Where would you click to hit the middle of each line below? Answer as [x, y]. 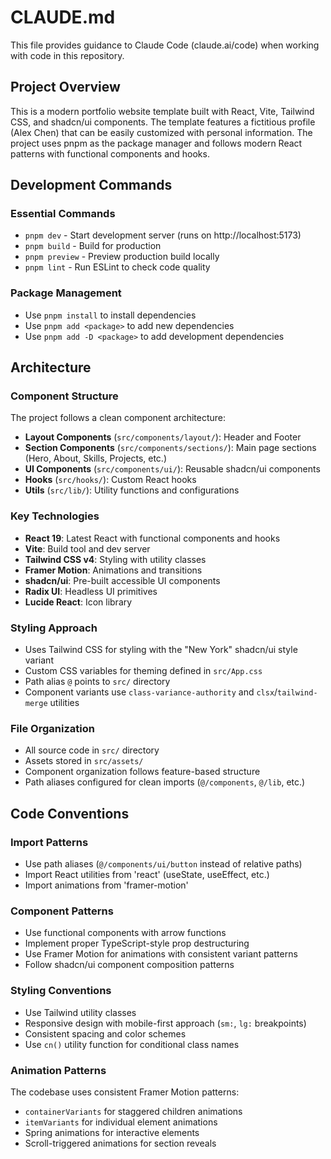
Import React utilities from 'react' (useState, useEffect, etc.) [147, 874]
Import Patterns [49, 842]
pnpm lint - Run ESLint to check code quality [117, 267]
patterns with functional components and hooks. [110, 153]
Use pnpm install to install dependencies [110, 315]
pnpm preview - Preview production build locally [122, 257]
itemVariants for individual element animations [121, 1122]
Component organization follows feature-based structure [142, 772]
